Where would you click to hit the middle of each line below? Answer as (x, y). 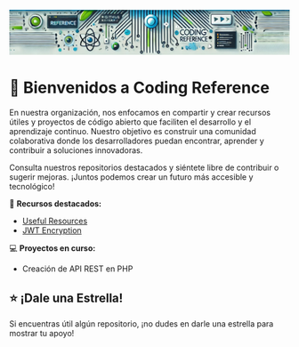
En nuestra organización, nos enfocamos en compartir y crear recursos (140, 113)
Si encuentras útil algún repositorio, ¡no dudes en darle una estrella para (141, 323)
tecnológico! (32, 187)
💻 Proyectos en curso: (53, 248)
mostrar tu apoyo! (42, 333)
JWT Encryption (52, 230)
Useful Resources (55, 221)
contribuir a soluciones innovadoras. (76, 150)
